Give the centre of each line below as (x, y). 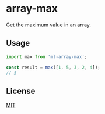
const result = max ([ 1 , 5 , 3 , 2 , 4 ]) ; (53, 67)
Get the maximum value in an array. (49, 25)
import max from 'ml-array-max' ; (47, 57)
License (21, 91)
